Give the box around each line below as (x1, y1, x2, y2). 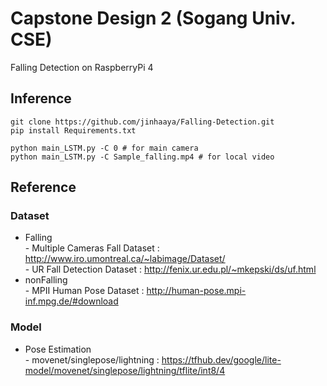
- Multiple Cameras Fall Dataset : (24, 242, 160, 254)
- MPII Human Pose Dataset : (24, 285, 145, 297)
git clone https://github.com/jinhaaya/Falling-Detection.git (10, 117, 275, 127)
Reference (10, 179, 77, 196)
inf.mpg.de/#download (24, 295, 119, 307)
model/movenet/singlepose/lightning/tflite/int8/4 (24, 364, 226, 376)
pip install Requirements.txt (10, 125, 137, 136)
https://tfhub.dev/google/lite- (161, 353, 282, 366)
